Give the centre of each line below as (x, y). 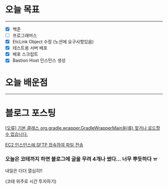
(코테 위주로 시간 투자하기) (31, 182)
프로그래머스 (25, 35)
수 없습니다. (17, 134)
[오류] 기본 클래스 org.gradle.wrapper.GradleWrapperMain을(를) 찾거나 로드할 (83, 128)
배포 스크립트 (25, 54)
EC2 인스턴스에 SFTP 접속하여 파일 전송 (44, 145)
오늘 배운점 (26, 83)
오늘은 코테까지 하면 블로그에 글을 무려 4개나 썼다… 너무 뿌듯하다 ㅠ (81, 159)
